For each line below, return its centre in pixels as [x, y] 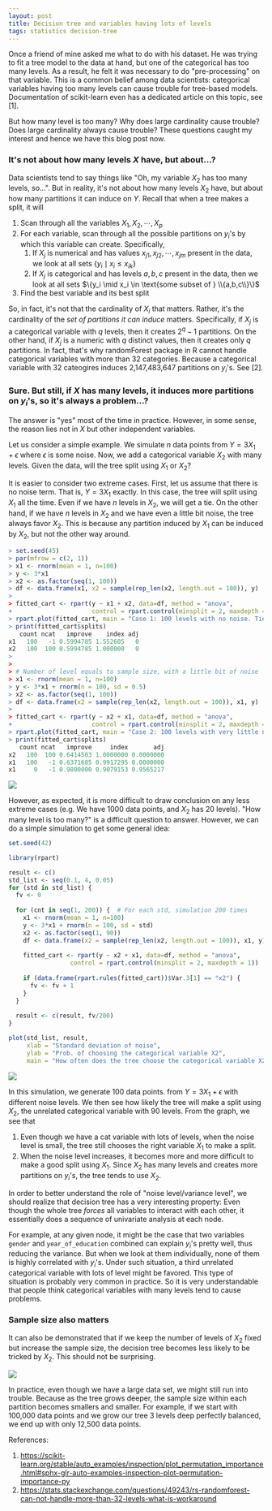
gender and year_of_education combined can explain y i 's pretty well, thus [130, 1244]
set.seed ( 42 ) [30, 844]
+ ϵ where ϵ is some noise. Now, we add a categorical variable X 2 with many [135, 456]
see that [22, 1121]
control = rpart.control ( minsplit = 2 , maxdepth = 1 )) [164, 963]
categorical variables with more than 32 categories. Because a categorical [132, 359]
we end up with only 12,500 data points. [75, 1424]
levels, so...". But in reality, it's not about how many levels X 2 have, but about [136, 189]
